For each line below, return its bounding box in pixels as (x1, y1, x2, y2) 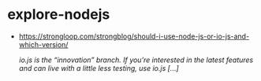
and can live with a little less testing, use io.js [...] (18, 63, 179, 72)
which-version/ (18, 39, 69, 49)
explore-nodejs (7, 6, 110, 24)
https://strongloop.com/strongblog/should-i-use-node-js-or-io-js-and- (18, 31, 250, 41)
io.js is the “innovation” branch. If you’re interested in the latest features (18, 55, 254, 64)
